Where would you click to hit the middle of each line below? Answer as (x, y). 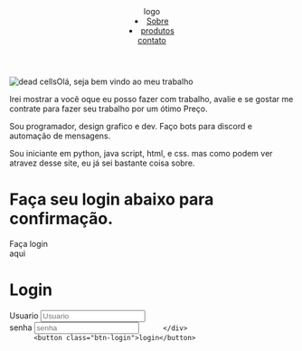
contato (151, 40)
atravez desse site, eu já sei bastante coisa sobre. (102, 163)
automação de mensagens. (60, 136)
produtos (157, 31)
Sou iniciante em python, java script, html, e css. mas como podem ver (141, 153)
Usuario (24, 315)
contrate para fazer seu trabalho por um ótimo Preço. (109, 109)
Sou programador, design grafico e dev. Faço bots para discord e (131, 126)
